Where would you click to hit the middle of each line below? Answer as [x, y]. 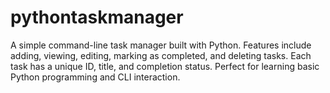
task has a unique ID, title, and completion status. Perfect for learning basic [165, 66]
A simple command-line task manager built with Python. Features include [161, 45]
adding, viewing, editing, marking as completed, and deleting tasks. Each [161, 55]
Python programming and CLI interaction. [95, 77]
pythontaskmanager [97, 17]
